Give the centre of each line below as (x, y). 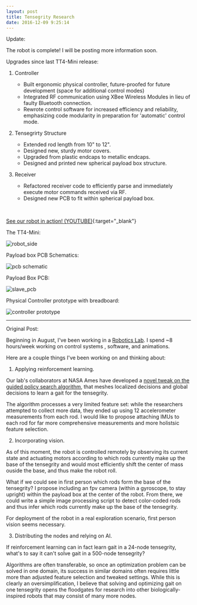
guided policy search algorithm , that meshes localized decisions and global (97, 387)
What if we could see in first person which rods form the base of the (89, 482)
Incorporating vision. (40, 441)
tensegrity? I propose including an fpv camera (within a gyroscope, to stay (96, 488)
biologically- (165, 590)
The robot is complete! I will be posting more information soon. (82, 50)
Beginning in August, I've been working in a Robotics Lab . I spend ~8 (89, 340)
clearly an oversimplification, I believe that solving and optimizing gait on (94, 583)
